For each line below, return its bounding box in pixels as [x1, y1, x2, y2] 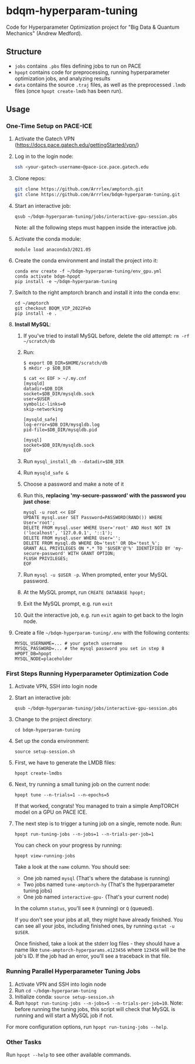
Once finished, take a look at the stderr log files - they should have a [14, 940, 180, 947]
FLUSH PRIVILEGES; [23, 556, 69, 562]
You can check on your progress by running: [14, 841, 122, 849]
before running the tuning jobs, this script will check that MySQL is [14, 1005, 176, 1012]
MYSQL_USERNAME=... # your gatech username [14, 641, 123, 647]
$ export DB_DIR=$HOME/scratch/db [23, 360, 108, 366]
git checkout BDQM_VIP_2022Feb [14, 305, 91, 312]
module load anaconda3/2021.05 [14, 247, 91, 253]
